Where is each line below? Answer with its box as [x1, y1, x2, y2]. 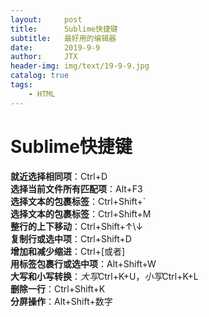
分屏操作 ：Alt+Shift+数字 [10, 295, 113, 307]
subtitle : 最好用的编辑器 [10, 33, 117, 43]
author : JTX [10, 52, 78, 62]
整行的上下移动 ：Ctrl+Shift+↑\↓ [10, 220, 144, 232]
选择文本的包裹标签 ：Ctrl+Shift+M [10, 207, 152, 220]
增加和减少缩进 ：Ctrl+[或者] [10, 245, 126, 257]
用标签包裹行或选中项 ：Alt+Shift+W [10, 257, 157, 270]
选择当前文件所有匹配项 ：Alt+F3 [10, 182, 143, 195]
